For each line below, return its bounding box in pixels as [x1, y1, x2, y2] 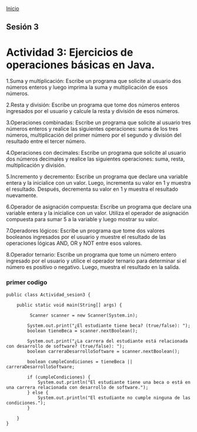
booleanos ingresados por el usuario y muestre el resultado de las [6, 234, 166, 241]
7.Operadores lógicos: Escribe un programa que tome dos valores [6, 227, 165, 234]
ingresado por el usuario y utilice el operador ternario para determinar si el [6, 257, 187, 264]
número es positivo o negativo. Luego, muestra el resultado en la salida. [6, 264, 181, 271]
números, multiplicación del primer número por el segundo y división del [6, 132, 182, 139]
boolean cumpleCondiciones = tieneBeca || [27, 358, 133, 364]
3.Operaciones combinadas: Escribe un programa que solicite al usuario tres [6, 119, 191, 126]
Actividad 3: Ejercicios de [6, 45, 133, 59]
